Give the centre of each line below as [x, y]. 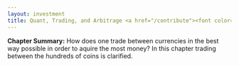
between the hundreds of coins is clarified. [70, 56]
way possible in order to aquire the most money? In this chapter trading [112, 48]
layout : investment [36, 14]
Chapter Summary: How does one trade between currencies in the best [113, 40]
